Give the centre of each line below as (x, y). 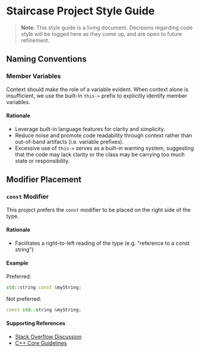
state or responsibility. (42, 160)
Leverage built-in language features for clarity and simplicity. (90, 129)
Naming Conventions (46, 59)
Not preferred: (24, 299)
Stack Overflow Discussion (48, 336)
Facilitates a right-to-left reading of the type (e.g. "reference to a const (102, 243)
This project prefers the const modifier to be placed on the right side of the (99, 210)
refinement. (35, 40)
